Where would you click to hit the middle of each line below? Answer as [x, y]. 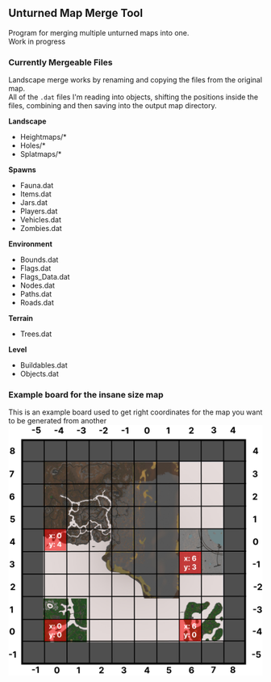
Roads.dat [37, 303]
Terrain [21, 318]
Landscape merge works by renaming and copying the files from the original [135, 80]
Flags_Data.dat [45, 277]
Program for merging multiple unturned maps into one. [99, 32]
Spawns [22, 170]
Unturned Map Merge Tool [76, 13]
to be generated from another [58, 421]
